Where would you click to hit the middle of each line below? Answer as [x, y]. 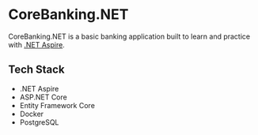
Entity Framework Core [57, 105]
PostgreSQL [39, 122]
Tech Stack [36, 70]
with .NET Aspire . [36, 44]
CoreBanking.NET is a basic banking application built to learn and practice [129, 36]
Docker [32, 114]
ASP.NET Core [43, 97]
